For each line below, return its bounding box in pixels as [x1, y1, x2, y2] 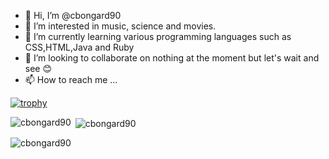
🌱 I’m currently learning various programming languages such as [24, 31, 292, 42]
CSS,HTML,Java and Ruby [24, 41, 135, 53]
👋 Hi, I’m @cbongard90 [24, 10, 122, 21]
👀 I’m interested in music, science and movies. [24, 20, 217, 32]
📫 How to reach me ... [24, 74, 118, 85]
